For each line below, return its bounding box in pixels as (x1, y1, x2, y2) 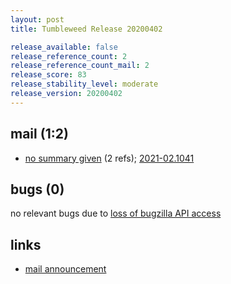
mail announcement (24, 263, 107, 275)
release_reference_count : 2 (10, 51, 128, 61)
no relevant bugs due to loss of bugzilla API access (10, 207, 222, 220)
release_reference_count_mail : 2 (10, 61, 150, 71)
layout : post (10, 14, 65, 25)
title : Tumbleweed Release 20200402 (10, 24, 163, 34)
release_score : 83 (10, 70, 87, 80)
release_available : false (10, 42, 118, 52)
